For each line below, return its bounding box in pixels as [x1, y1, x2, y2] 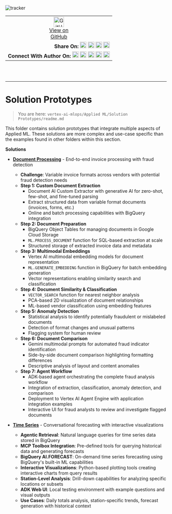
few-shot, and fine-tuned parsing [28, 193, 98, 199]
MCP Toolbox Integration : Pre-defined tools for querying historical [20, 443, 162, 449]
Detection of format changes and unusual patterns [28, 324, 135, 331]
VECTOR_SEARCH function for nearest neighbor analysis [28, 291, 140, 298]
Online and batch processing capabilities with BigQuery [28, 210, 145, 216]
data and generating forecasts [20, 448, 84, 454]
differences [28, 357, 52, 363]
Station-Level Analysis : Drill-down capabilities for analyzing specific [20, 475, 166, 482]
